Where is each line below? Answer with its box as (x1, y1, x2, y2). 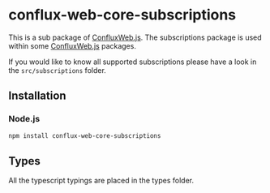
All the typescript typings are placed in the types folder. (8, 176, 195, 186)
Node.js (8, 114, 41, 125)
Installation (8, 89, 66, 103)
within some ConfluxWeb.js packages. (8, 41, 136, 50)
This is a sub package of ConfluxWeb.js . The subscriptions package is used (8, 32, 262, 42)
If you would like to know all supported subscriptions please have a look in (8, 57, 257, 66)
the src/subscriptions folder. (8, 65, 107, 75)
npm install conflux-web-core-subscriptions (8, 131, 161, 139)
